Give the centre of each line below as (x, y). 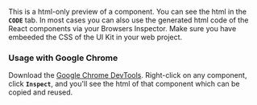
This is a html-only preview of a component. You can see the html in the (128, 12)
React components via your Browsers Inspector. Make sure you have (122, 28)
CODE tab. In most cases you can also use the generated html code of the (128, 20)
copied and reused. (41, 92)
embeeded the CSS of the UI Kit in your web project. (95, 37)
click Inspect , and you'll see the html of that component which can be (124, 84)
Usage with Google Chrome (63, 58)
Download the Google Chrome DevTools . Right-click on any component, (128, 75)
